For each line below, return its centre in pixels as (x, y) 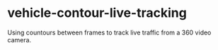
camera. (19, 39)
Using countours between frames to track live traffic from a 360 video (109, 32)
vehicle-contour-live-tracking (97, 13)
